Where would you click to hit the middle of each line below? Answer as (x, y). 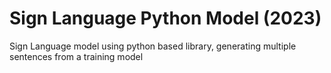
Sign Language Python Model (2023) (165, 18)
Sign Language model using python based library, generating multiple (153, 46)
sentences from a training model (76, 56)
